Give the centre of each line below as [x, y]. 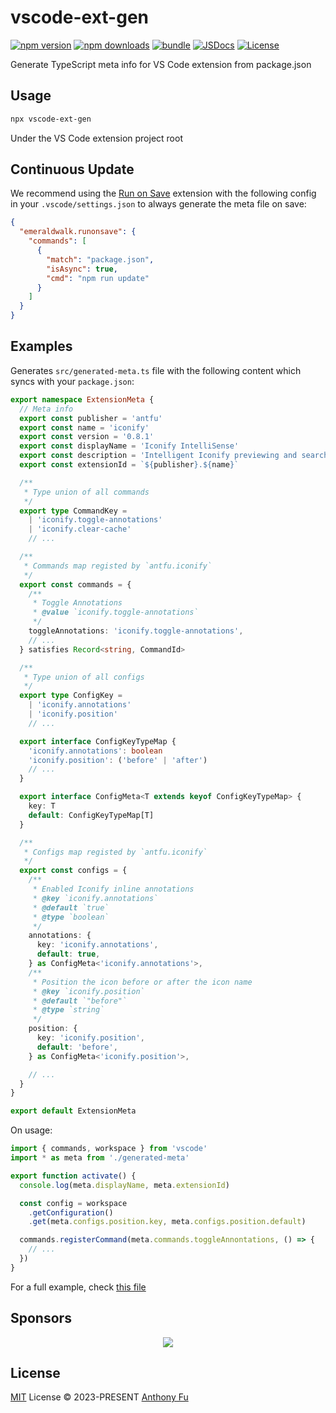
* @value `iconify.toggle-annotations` [115, 612]
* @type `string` [68, 1010]
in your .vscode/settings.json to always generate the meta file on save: [158, 204]
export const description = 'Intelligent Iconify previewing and [158, 456]
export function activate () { [73, 1176]
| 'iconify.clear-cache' [80, 529]
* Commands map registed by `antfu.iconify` [118, 566]
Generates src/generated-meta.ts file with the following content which [156, 370]
